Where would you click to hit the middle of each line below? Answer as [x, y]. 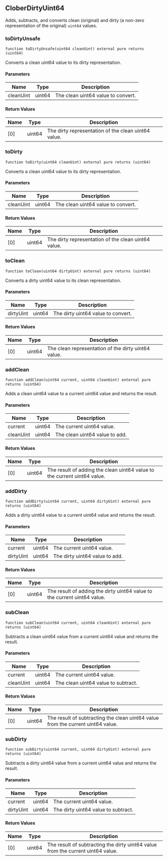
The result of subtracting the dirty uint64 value [102, 845]
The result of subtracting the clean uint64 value [103, 718]
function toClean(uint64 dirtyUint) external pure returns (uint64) [78, 271]
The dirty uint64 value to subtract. [93, 810]
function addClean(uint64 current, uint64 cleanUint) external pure [78, 380]
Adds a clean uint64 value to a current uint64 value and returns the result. [81, 394]
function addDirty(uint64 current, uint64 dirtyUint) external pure [78, 501]
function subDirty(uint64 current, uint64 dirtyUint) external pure [78, 750]
